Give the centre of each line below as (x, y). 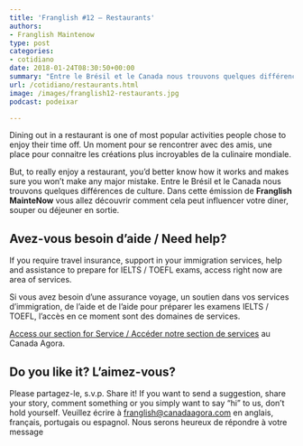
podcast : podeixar (44, 102)
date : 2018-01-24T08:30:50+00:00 (72, 69)
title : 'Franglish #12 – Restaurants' (82, 18)
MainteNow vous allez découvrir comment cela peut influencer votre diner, (149, 200)
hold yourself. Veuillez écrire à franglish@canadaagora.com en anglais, (141, 413)
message (26, 432)
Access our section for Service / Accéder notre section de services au (140, 334)
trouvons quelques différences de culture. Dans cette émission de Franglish (151, 191)
